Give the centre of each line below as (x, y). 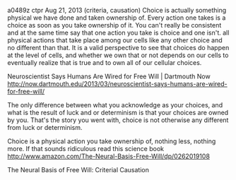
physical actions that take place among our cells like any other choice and (115, 40)
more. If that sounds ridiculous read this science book (86, 149)
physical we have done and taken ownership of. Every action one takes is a (117, 18)
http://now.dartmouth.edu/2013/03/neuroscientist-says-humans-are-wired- (117, 84)
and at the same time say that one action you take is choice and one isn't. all (118, 32)
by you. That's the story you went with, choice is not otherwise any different (118, 120)
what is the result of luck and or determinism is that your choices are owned (118, 113)
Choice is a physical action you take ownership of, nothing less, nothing (112, 141)
